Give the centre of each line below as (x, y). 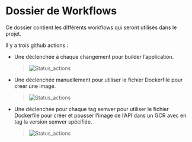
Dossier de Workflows (61, 11)
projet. (14, 33)
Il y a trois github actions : (37, 45)
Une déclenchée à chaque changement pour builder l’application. (94, 56)
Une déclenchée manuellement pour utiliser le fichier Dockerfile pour (98, 80)
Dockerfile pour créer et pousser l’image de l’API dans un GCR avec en (100, 115)
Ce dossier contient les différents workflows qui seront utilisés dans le (91, 27)
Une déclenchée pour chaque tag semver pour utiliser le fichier (92, 109)
